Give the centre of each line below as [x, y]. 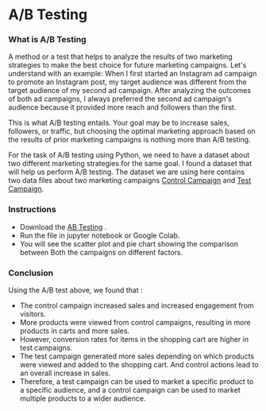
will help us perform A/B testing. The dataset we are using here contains [126, 172]
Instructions [33, 210]
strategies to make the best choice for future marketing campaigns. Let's [127, 65]
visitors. [33, 314]
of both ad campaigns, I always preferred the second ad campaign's [120, 99]
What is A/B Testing [47, 40]
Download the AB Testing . [63, 227]
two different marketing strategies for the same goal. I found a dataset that [130, 164]
